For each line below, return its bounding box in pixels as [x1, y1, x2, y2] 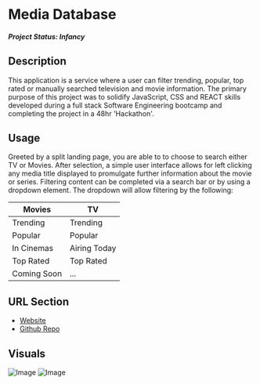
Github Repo [19, 324, 60, 334]
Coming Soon [12, 268, 63, 279]
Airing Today [69, 243, 117, 254]
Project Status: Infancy [8, 31, 85, 41]
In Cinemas [12, 243, 53, 254]
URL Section [8, 295, 69, 308]
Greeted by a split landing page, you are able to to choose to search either [8, 152, 248, 162]
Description [8, 55, 67, 68]
